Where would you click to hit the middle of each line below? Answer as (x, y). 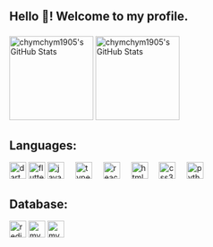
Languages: (43, 145)
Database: (39, 204)
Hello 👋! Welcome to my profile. (99, 17)
